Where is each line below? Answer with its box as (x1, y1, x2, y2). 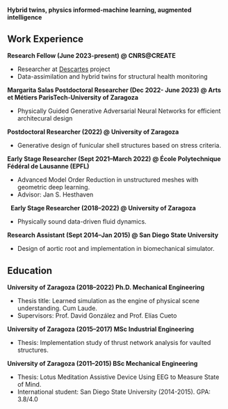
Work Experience (7, 33, 84, 45)
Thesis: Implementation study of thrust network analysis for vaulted (17, 339, 211, 347)
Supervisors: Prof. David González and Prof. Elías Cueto (17, 311, 177, 320)
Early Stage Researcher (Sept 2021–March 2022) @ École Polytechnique (7, 155, 221, 163)
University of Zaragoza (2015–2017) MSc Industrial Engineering (7, 325, 195, 334)
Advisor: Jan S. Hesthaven (17, 190, 94, 199)
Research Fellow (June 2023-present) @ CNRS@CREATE (7, 52, 176, 60)
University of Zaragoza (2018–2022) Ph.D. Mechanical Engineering (7, 283, 205, 292)
